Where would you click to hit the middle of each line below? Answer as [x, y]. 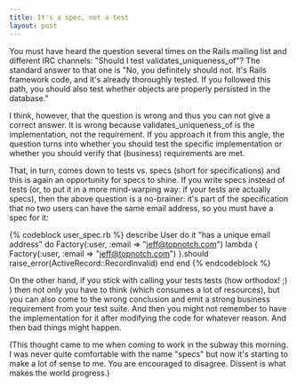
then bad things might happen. [65, 327]
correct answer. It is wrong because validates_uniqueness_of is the [132, 124]
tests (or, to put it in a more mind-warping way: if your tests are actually [140, 189]
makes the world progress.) [60, 373]
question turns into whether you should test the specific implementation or [146, 144]
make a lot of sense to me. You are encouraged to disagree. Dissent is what [148, 363]
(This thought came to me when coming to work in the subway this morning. [149, 344]
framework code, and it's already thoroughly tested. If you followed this [140, 79]
